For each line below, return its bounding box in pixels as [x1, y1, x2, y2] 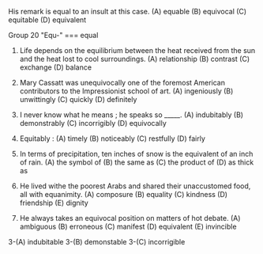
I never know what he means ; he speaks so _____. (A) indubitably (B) [19, 110, 243, 119]
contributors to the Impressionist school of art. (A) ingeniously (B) [19, 86, 234, 96]
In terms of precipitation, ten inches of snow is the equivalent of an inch [19, 150, 254, 158]
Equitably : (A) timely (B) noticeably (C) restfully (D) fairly [19, 134, 205, 143]
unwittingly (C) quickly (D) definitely [19, 95, 137, 104]
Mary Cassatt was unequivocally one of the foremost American [19, 78, 225, 87]
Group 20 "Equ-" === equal [8, 31, 99, 40]
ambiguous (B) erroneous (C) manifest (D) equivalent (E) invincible [19, 222, 237, 231]
